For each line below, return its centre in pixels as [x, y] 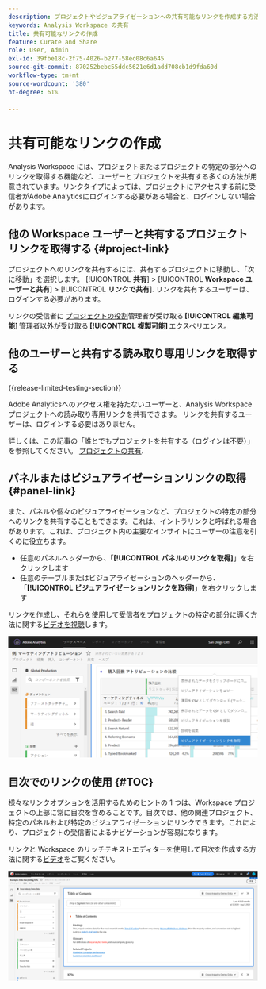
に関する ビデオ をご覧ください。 [67, 859]
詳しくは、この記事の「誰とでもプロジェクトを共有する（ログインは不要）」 [131, 441]
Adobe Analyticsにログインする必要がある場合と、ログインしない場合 [142, 196]
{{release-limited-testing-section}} [65, 387]
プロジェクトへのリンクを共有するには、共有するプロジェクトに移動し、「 [128, 269]
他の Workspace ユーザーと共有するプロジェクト [128, 234]
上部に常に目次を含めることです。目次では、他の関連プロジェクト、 [146, 813]
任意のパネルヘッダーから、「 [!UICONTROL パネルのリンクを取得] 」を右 [137, 558]
